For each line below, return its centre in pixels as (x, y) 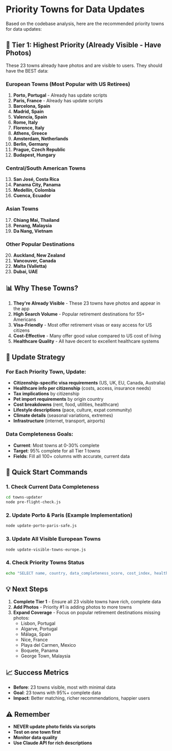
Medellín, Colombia (34, 190)
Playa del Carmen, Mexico (48, 645)
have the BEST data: (27, 71)
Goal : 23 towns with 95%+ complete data (57, 693)
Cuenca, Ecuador (32, 196)
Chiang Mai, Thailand (36, 220)
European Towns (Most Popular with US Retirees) (68, 84)
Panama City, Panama (37, 185)
